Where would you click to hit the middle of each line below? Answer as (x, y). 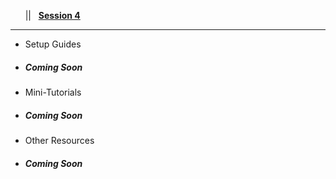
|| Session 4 (52, 15)
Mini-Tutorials (53, 92)
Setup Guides (53, 44)
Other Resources (59, 140)
